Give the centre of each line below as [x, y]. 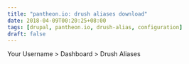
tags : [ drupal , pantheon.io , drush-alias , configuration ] [95, 27]
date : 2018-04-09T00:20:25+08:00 [57, 21]
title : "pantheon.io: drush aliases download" [77, 14]
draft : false [27, 34]
